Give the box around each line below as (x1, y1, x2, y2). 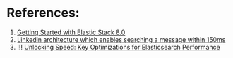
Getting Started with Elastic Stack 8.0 (16, 28, 126, 36)
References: (6, 5, 80, 21)
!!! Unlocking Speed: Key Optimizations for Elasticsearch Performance (16, 43, 220, 51)
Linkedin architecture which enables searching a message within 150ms (16, 35, 226, 43)
